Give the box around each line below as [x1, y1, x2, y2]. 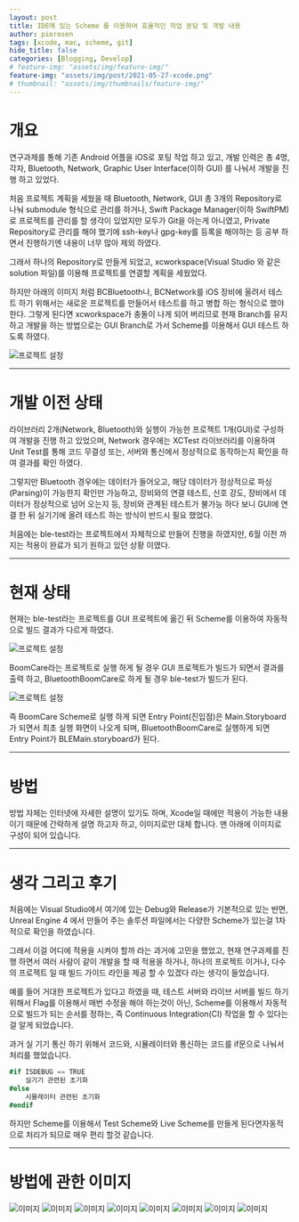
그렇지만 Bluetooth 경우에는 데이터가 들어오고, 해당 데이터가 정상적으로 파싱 [9, 476, 273, 486]
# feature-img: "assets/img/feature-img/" [9, 63, 169, 72]
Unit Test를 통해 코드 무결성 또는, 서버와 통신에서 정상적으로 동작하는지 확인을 [9, 446, 279, 457]
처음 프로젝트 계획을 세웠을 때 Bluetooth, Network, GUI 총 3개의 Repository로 [9, 192, 282, 203]
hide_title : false [9, 46, 77, 55]
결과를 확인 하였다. [18, 457, 83, 468]
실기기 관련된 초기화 [25, 1076, 89, 1085]
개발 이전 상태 [9, 393, 103, 412]
